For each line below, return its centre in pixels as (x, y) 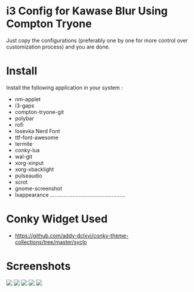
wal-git (24, 156)
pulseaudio (29, 176)
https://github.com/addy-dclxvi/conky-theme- (72, 236)
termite (24, 144)
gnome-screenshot (39, 188)
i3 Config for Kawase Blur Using (87, 11)
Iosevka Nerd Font (37, 131)
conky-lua (27, 150)
